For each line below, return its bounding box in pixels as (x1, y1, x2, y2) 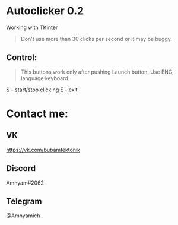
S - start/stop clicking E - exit (6, 86, 78, 93)
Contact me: (6, 107, 68, 120)
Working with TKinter (6, 24, 58, 31)
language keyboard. (20, 74, 70, 81)
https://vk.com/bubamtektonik (6, 146, 81, 153)
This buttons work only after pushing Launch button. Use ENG (20, 68, 173, 75)
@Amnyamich (6, 212, 40, 219)
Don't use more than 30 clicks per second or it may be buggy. (20, 35, 172, 42)
